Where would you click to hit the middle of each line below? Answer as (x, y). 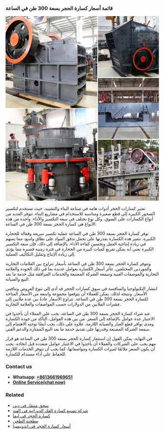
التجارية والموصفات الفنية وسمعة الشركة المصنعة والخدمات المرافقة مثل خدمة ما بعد (82, 274)
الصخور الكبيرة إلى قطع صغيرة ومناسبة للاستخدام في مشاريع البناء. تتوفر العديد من (80, 213)
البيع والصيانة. (18, 279)
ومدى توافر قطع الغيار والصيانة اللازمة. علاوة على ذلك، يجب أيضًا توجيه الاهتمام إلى (80, 323)
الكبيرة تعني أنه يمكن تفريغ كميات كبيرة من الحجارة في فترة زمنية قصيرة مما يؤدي (80, 249)
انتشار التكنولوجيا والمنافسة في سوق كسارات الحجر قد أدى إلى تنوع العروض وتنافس (82, 288)
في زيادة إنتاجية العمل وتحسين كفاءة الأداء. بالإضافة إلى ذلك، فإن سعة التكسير (76, 244)
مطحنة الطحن (25, 421)
